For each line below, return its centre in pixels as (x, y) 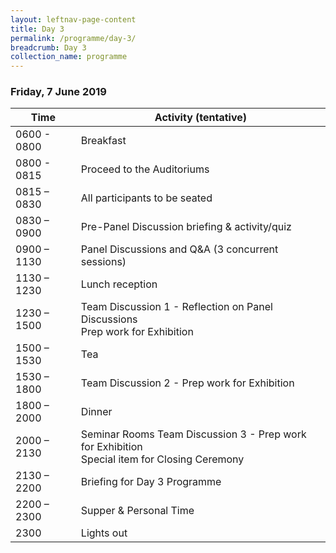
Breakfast (103, 141)
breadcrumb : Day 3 (48, 47)
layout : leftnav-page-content (73, 19)
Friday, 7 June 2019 (58, 92)
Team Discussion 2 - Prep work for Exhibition (187, 383)
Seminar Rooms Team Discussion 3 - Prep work (193, 434)
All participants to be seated (146, 198)
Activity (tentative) (201, 118)
